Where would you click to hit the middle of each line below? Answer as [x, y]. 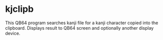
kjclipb [19, 9]
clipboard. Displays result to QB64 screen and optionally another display [80, 28]
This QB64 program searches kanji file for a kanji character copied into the [82, 23]
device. [13, 33]
